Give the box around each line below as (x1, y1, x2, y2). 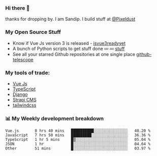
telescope (12, 57, 34, 63)
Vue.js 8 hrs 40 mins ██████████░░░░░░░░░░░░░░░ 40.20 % (5, 128, 151, 133)
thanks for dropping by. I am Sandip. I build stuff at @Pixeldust (5, 16, 136, 22)
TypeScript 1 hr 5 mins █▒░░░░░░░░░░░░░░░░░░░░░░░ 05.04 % (5, 137, 151, 142)
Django (12, 91, 28, 97)
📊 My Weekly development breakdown (5, 115, 104, 122)
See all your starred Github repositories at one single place (12, 51, 136, 57)
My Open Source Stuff (5, 29, 61, 36)
